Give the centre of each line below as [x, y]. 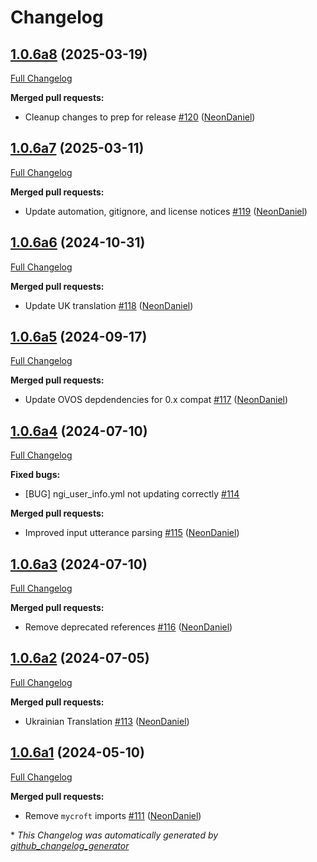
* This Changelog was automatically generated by [114, 835]
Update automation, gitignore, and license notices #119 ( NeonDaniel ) [166, 211]
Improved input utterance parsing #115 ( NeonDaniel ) [132, 533]
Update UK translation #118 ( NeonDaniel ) [109, 305]
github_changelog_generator [70, 845]
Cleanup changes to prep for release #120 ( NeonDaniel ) [140, 117]
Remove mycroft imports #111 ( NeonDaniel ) [113, 815]
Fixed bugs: [35, 475]
